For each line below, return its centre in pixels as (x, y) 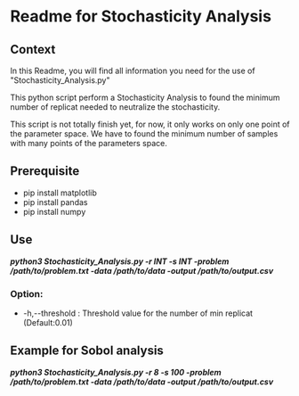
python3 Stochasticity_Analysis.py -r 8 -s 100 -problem (116, 372)
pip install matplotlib (60, 193)
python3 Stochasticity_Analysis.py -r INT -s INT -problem (120, 261)
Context (33, 49)
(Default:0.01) (48, 322)
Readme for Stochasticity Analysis (141, 16)
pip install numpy (54, 211)
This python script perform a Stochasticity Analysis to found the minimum (145, 97)
